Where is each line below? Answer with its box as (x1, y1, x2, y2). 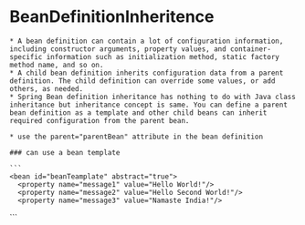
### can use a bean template (9, 148, 121, 157)
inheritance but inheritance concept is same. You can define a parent (9, 100, 288, 109)
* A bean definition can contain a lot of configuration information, (9, 36, 284, 46)
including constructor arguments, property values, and (9, 44, 226, 54)
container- (229, 44, 272, 54)
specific (9, 52, 43, 61)
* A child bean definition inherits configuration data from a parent (9, 68, 284, 77)
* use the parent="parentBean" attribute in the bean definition (9, 132, 263, 141)
